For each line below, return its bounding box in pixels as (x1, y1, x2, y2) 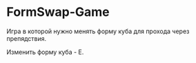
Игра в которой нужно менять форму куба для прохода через (6, 27, 190, 35)
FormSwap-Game (6, 4, 110, 20)
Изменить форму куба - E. (6, 48, 84, 56)
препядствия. (6, 34, 47, 42)
